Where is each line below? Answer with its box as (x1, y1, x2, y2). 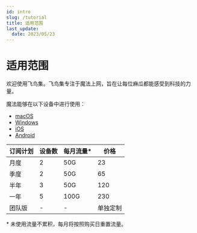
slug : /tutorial (6, 14, 47, 20)
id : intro (6, 8, 31, 15)
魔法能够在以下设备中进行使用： (6, 101, 86, 108)
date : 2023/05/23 (11, 31, 55, 37)
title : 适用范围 (6, 20, 43, 26)
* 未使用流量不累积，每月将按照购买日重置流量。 (6, 220, 127, 228)
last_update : (6, 25, 39, 32)
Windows (14, 119, 39, 126)
